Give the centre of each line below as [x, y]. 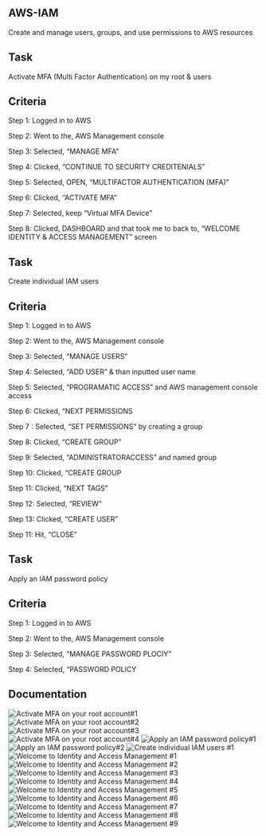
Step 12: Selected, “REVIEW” [55, 504]
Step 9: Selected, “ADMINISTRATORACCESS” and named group [113, 458]
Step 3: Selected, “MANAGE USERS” [68, 357]
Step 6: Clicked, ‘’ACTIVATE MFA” [63, 197]
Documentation [48, 695]
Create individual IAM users [54, 281]
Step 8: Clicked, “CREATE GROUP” [65, 442]
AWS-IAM [33, 13]
